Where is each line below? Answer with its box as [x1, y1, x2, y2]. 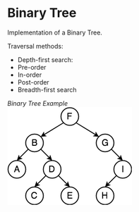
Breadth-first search [17, 85, 77, 94]
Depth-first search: [17, 55, 73, 64]
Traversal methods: [7, 42, 64, 50]
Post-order [17, 77, 49, 86]
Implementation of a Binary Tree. [7, 28, 102, 37]
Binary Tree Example [7, 99, 68, 107]
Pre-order [17, 63, 47, 71]
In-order [17, 70, 42, 79]
